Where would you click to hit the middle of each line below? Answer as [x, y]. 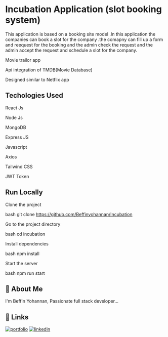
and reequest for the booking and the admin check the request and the [79, 45]
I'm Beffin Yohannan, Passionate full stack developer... [62, 301]
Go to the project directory [33, 224]
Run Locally [24, 193]
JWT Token [17, 176]
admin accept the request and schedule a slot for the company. [71, 50]
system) [23, 20]
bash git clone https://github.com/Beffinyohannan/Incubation [69, 214]
